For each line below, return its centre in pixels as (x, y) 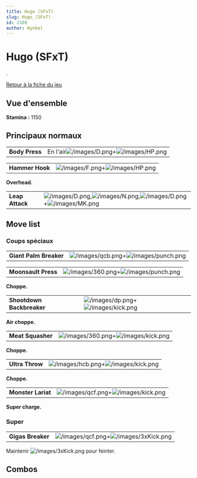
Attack (18, 203)
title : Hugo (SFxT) (30, 11)
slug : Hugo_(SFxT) (28, 17)
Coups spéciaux (30, 241)
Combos (22, 469)
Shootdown (26, 300)
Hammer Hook (30, 168)
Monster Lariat (30, 392)
